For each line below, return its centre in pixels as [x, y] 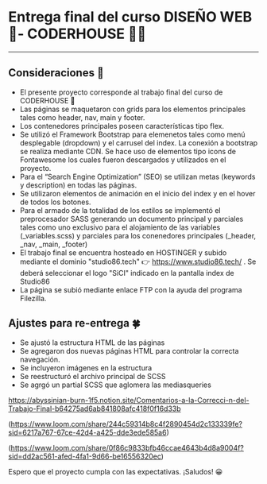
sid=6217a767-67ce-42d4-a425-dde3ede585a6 [87, 432]
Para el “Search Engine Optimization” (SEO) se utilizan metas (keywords [137, 176]
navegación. [40, 359]
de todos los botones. [55, 202]
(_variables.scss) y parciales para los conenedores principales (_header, [138, 235]
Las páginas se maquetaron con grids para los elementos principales [133, 109]
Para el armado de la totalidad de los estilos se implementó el [120, 210]
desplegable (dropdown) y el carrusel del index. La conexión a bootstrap [139, 142]
